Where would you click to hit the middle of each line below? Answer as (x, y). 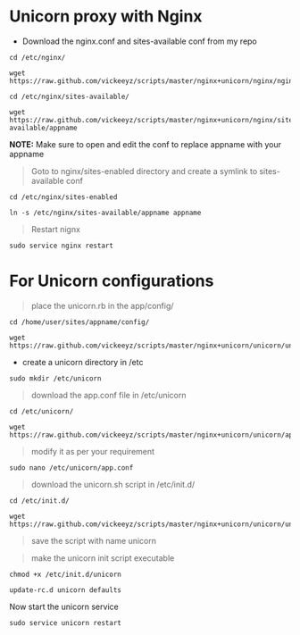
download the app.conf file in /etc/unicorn (108, 395)
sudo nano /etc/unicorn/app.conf (71, 468)
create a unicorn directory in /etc (83, 362)
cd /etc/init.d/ (39, 501)
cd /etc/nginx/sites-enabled (63, 197)
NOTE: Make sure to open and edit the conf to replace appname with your (145, 144)
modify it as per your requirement (92, 451)
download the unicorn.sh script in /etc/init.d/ (113, 484)
